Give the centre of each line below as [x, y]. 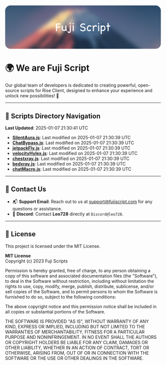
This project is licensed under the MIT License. [53, 246]
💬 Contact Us [26, 189]
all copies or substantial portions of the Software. [55, 312]
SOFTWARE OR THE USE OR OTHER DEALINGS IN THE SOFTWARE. [74, 358]
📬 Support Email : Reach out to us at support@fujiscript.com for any [82, 202]
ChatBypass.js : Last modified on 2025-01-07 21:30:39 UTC [73, 143]
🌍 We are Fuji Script [47, 68]
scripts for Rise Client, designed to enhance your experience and [86, 91]
